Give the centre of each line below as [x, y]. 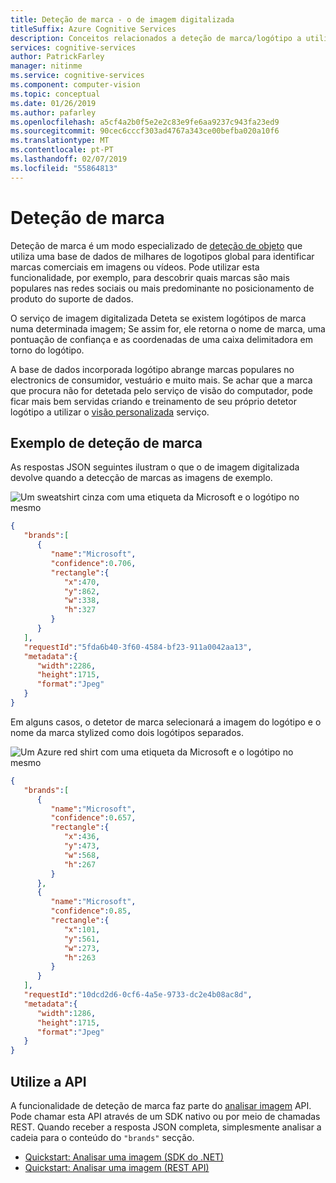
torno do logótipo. [47, 350]
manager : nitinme [46, 66]
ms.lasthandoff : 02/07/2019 [69, 159]
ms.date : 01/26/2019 [53, 103]
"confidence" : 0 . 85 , [91, 911]
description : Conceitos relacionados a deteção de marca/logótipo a [156, 38]
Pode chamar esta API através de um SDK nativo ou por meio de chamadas [165, 1116]
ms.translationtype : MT [60, 141]
